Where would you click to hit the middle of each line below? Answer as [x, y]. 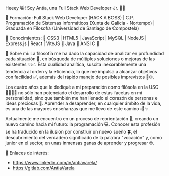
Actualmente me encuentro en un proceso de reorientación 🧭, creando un [82, 119]
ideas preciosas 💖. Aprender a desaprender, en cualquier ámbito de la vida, [83, 103]
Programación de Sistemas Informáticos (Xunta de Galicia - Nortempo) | [80, 23]
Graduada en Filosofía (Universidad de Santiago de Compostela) [72, 28]
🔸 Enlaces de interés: [27, 153]
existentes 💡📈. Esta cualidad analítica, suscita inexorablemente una [76, 64]
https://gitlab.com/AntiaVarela [43, 168]
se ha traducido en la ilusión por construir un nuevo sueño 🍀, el [71, 132]
